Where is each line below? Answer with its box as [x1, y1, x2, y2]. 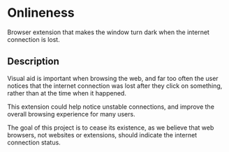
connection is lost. [7, 35, 61, 43]
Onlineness [7, 5, 75, 21]
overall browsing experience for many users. [7, 109, 135, 118]
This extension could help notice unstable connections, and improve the [7, 102, 215, 111]
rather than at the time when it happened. [7, 89, 127, 97]
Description [7, 56, 59, 68]
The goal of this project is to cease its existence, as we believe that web [7, 123, 214, 132]
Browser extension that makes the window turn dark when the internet [7, 28, 209, 36]
